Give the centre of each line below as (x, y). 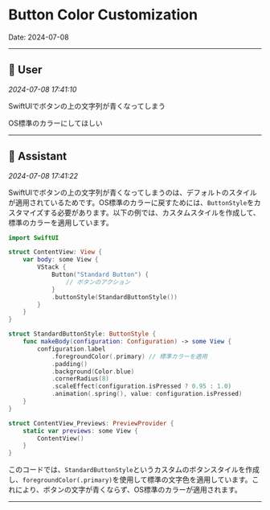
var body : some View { (61, 260)
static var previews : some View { (80, 431)
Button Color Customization (103, 15)
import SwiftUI (34, 238)
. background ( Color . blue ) (93, 372)
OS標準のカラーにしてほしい (55, 123)
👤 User (25, 70)
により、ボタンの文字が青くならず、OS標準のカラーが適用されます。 (129, 490)
